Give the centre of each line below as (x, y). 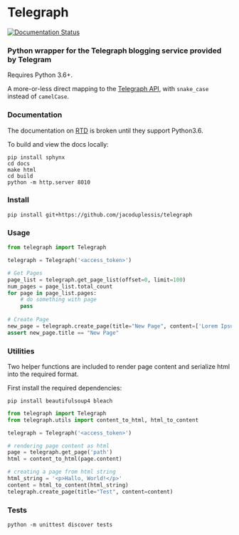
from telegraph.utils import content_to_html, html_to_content (103, 420)
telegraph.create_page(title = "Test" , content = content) (90, 492)
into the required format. (43, 374)
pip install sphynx (36, 157)
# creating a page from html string (62, 472)
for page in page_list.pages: (52, 293)
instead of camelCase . (38, 96)
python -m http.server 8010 (49, 182)
